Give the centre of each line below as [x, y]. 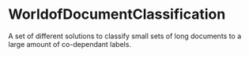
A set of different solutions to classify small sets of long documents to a [125, 36]
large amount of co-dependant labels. [70, 44]
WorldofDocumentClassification [117, 14]
